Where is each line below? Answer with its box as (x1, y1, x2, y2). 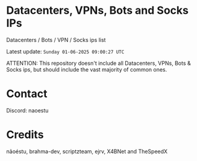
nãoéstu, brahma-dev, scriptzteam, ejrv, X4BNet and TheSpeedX (6, 148, 167, 155)
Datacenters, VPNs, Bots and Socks (6, 4, 189, 17)
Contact (6, 87, 48, 101)
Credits (6, 128, 44, 142)
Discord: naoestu (6, 106, 49, 114)
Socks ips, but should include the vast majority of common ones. (6, 65, 167, 73)
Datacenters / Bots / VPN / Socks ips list (6, 36, 106, 43)
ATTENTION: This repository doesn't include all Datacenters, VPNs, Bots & (6, 59, 191, 67)
